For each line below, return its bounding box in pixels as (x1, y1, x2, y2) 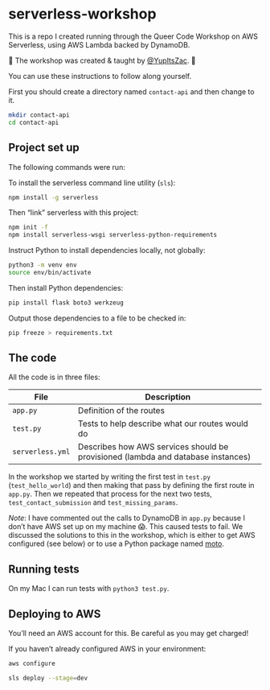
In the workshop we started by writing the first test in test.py (8, 472, 211, 481)
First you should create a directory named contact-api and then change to (8, 86, 255, 97)
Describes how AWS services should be (77, 441, 229, 452)
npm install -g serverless (8, 193, 99, 201)
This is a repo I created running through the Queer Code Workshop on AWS (8, 31, 259, 41)
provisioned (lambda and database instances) (77, 452, 252, 463)
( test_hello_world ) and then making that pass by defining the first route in (8, 481, 255, 490)
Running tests (8, 562, 80, 576)
